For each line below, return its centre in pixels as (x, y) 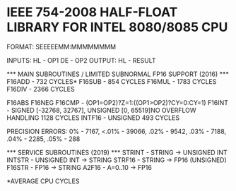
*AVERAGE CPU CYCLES (43, 181)
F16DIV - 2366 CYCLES (41, 89)
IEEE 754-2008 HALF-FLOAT (92, 12)
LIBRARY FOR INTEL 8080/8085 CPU (117, 27)
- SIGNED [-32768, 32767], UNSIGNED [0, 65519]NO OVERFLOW (101, 110)
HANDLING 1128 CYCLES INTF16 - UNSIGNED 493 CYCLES (93, 118)
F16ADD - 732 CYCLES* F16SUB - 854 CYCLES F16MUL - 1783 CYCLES (112, 81)
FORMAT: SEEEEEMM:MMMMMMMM (61, 47)
